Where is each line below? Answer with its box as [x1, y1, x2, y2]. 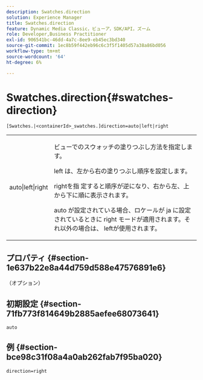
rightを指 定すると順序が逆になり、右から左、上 [54, 182, 190, 191]
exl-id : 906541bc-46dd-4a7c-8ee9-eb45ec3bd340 [6, 37, 126, 43]
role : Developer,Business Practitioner [6, 31, 107, 37]
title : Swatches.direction [6, 20, 74, 26]
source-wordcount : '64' [6, 54, 66, 60]
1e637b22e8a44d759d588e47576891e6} [6, 262, 166, 273]
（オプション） [6, 279, 43, 287]
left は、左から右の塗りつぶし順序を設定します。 [54, 167, 192, 176]
